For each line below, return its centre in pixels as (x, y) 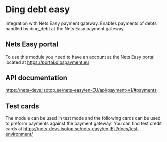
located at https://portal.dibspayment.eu (47, 62)
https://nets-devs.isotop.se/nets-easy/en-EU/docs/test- (81, 129)
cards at (14, 129)
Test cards (22, 106)
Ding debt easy (38, 9)
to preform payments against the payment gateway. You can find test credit (84, 124)
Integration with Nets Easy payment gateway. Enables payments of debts (81, 23)
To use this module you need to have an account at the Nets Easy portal (80, 57)
